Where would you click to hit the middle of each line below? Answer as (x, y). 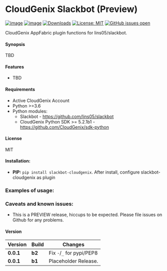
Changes (73, 244)
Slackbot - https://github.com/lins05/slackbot (67, 116)
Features (14, 66)
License (14, 138)
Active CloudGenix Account (41, 100)
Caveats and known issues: (39, 203)
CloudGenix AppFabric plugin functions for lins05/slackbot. (66, 32)
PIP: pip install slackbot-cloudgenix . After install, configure (76, 172)
